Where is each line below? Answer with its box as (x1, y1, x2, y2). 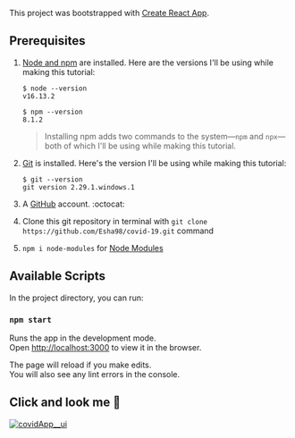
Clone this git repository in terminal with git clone (21, 215, 208, 226)
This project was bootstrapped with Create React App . (9, 8, 210, 18)
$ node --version (21, 84, 88, 93)
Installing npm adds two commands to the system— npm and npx (44, 131, 278, 141)
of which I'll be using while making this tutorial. (63, 140, 237, 151)
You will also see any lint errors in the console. (9, 368, 181, 379)
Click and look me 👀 (9, 395, 121, 410)
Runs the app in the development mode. (9, 333, 156, 343)
